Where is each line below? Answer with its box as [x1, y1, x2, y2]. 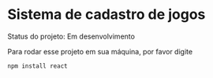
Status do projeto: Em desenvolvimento [7, 32, 136, 41]
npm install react [7, 61, 68, 70]
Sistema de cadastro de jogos [7, 6, 206, 24]
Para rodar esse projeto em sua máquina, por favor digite [7, 46, 193, 56]
